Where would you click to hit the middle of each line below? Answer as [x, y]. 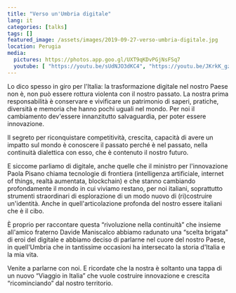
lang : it [20, 20]
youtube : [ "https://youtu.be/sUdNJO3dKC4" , [80, 66]
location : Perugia [34, 46]
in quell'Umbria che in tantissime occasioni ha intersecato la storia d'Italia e [116, 247]
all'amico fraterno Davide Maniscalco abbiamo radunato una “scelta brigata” [118, 232]
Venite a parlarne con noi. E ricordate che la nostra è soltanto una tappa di [115, 268]
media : [17, 54]
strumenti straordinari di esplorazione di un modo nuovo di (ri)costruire [110, 196]
